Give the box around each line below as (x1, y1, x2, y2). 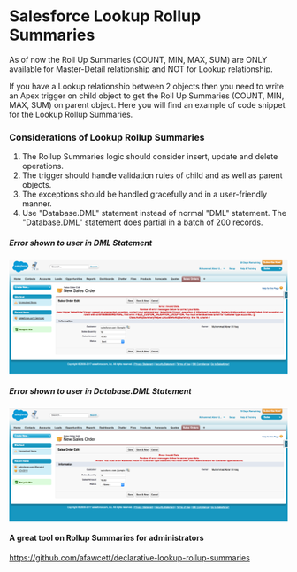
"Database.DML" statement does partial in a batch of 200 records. (21, 217, 263, 228)
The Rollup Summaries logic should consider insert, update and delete (21, 151, 278, 162)
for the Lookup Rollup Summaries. (9, 109, 133, 120)
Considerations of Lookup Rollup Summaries (9, 131, 205, 143)
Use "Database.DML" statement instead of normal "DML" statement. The (21, 208, 287, 219)
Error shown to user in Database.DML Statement (9, 386, 192, 397)
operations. (21, 161, 65, 172)
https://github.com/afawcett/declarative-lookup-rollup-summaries (9, 552, 250, 563)
